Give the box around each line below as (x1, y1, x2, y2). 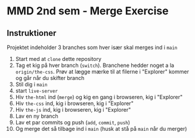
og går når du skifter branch (15, 75, 85, 81)
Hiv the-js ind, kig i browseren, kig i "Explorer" (15, 106, 131, 113)
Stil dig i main (15, 81, 48, 88)
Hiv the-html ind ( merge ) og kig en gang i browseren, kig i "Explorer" (15, 94, 183, 100)
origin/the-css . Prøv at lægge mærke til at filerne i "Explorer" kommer (15, 68, 190, 75)
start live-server (15, 87, 58, 94)
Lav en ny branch (15, 112, 58, 119)
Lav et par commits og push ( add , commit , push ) (15, 119, 131, 126)
